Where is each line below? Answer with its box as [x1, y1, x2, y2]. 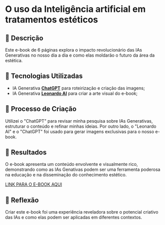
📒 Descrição [5, 34, 44, 42]
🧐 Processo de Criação [5, 105, 77, 113]
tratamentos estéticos [5, 14, 98, 25]
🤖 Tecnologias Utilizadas [5, 72, 83, 80]
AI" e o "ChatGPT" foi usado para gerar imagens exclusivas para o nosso [5, 128, 155, 135]
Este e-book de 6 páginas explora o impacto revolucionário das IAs [5, 47, 142, 53]
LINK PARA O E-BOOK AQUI [5, 181, 62, 187]
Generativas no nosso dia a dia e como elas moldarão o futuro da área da [5, 52, 155, 58]
